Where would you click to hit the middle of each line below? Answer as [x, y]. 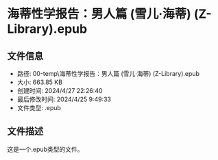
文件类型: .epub [39, 108]
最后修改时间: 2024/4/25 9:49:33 [64, 99]
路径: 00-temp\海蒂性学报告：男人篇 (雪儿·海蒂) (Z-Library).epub [108, 74]
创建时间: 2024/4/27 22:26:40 [60, 91]
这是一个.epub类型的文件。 [45, 149]
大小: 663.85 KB [40, 82]
